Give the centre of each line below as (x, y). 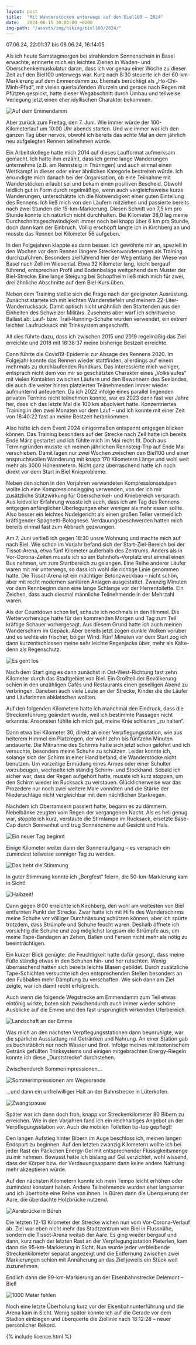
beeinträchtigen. (26, 943)
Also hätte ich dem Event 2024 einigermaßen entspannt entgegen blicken (95, 428)
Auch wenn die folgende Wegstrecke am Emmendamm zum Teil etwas (91, 997)
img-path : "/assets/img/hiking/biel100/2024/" (64, 28)
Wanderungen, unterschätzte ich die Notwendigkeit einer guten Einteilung (95, 196)
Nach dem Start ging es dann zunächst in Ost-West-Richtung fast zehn (92, 672)
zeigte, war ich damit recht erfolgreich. (53, 986)
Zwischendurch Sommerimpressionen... (54, 1069)
